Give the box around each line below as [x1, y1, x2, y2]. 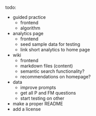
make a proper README [12, 101, 63, 106]
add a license [12, 106, 41, 112]
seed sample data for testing [20, 41, 80, 47]
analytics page [12, 31, 44, 36]
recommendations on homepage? [20, 74, 91, 79]
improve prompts [20, 84, 56, 91]
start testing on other [20, 95, 65, 101]
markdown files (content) [20, 63, 73, 69]
